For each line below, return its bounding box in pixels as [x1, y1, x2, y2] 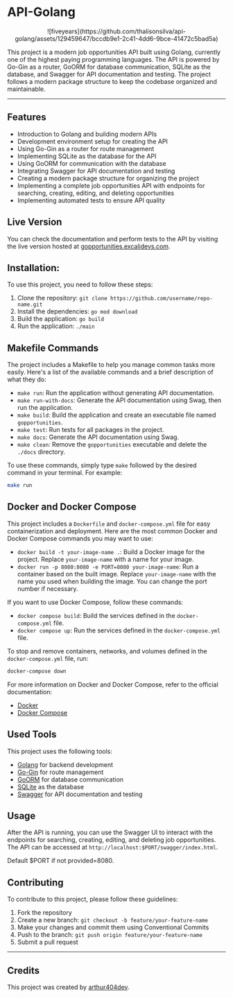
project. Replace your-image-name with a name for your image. [17, 555, 194, 563]
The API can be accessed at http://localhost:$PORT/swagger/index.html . [7, 843, 218, 852]
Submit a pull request [17, 938, 78, 947]
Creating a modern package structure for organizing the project [17, 174, 200, 182]
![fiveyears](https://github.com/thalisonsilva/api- [47, 27, 186, 35]
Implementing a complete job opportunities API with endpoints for [17, 181, 206, 189]
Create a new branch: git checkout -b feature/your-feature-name [17, 916, 208, 924]
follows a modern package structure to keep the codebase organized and [7, 77, 217, 85]
